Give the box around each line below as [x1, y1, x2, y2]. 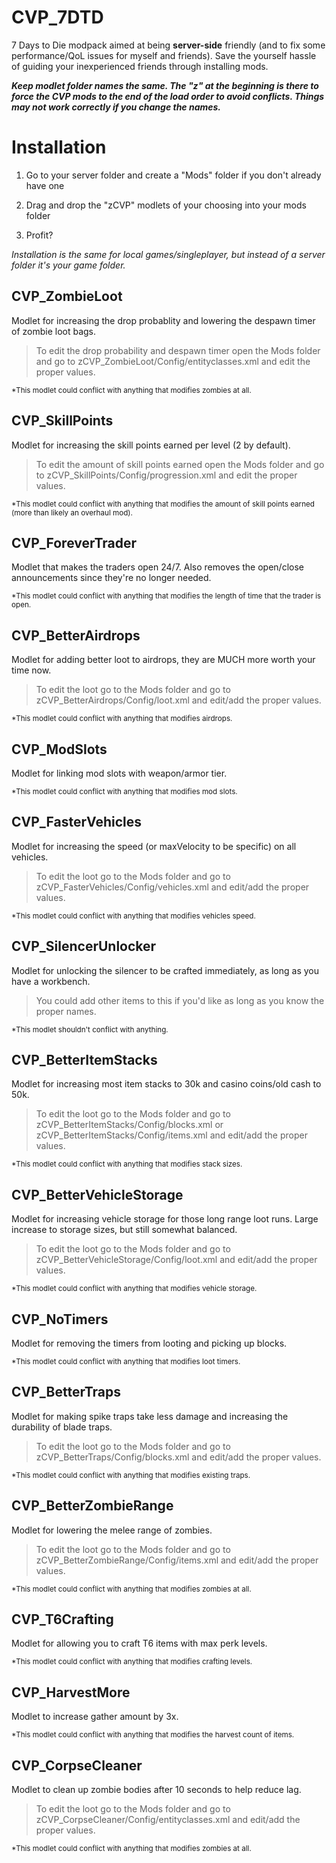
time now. [11, 664, 52, 676]
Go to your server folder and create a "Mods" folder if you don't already [25, 169, 322, 181]
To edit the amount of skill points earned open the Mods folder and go [35, 458, 325, 470]
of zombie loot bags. [11, 325, 97, 337]
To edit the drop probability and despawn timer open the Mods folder [35, 344, 321, 356]
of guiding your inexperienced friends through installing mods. [11, 60, 269, 72]
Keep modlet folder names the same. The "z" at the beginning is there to [11, 79, 319, 91]
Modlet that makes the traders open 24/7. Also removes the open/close [11, 561, 304, 573]
